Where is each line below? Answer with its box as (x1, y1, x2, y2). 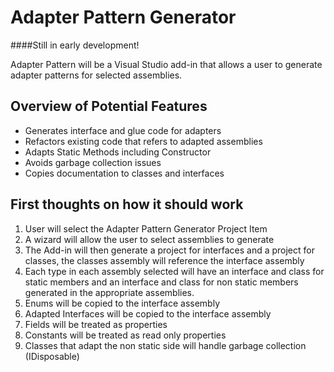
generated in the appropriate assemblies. (24, 286, 195, 298)
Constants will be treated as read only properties (24, 329, 227, 341)
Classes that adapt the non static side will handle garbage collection (24, 339, 307, 351)
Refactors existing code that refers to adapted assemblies (24, 135, 263, 147)
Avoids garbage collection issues (24, 156, 162, 168)
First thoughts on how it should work (10, 196, 244, 213)
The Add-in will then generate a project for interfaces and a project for (24, 244, 315, 256)
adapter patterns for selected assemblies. (10, 69, 183, 81)
